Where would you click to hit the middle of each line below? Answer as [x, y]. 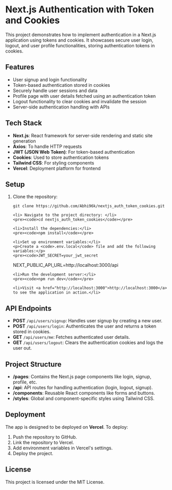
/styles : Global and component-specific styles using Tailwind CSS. [84, 398]
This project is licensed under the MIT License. [55, 482]
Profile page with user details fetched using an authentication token [84, 96]
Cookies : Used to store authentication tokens [61, 157]
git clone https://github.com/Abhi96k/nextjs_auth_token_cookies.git [89, 206]
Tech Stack [24, 123]
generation [24, 141]
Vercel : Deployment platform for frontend [57, 168]
